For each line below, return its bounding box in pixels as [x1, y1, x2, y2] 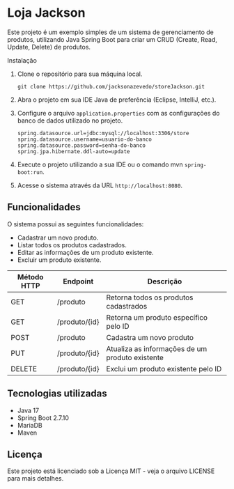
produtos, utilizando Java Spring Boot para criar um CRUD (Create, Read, [7, 35, 218, 43]
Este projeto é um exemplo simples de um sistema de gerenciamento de [7, 28, 214, 36]
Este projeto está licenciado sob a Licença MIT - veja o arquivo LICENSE [7, 467, 215, 475]
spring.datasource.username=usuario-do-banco [17, 136, 152, 143]
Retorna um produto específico [106, 312, 208, 322]
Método [17, 272, 44, 281]
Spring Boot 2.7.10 [17, 413, 70, 422]
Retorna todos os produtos [106, 293, 194, 302]
